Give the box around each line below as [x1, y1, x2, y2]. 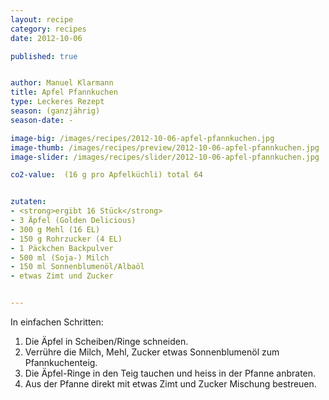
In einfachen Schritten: [10, 316, 104, 328]
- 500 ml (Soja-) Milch [10, 252, 110, 263]
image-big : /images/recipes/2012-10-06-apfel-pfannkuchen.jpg [10, 133, 275, 143]
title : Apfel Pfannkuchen [10, 87, 118, 98]
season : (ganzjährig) [10, 106, 101, 116]
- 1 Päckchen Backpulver [10, 243, 114, 253]
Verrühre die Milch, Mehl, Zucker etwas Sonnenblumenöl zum [24, 346, 280, 358]
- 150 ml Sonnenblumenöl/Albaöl [10, 262, 145, 272]
